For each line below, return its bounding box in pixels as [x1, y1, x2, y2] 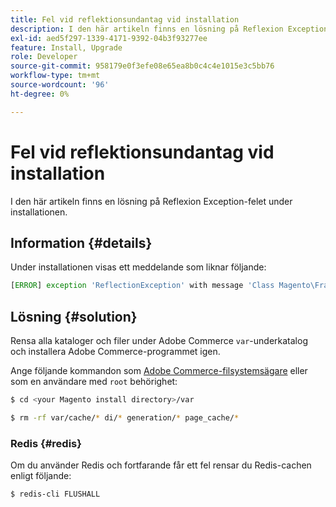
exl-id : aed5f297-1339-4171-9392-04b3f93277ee [10, 33, 208, 43]
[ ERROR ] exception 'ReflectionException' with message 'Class [10, 281, 275, 291]
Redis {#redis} [10, 436, 82, 450]
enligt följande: [10, 470, 72, 482]
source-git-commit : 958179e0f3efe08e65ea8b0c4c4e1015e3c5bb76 [10, 61, 275, 71]
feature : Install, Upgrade [10, 42, 123, 53]
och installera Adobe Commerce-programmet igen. [10, 346, 221, 358]
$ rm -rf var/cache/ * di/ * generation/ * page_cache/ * [10, 412, 240, 423]
